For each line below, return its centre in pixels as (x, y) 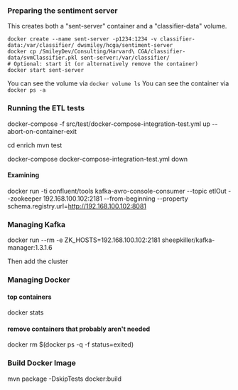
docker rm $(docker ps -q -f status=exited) (71, 344)
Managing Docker (39, 280)
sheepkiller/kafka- (188, 240)
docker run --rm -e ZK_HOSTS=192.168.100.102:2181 (84, 240)
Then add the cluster (38, 261)
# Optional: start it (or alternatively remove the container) (103, 64)
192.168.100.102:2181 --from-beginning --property (115, 199)
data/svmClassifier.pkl (43, 58)
